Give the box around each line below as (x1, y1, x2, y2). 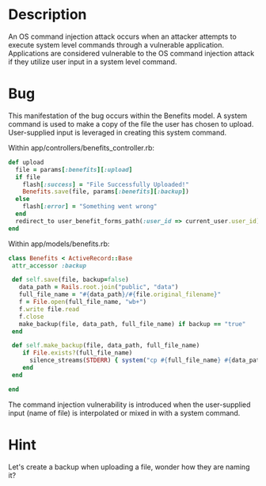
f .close (18, 313, 44, 321)
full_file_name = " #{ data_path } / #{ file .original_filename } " (18, 290, 222, 298)
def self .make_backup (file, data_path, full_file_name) (11, 342, 200, 350)
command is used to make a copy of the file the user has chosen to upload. (8, 119, 254, 128)
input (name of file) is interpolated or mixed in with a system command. (8, 408, 241, 417)
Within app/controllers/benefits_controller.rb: (8, 142, 155, 152)
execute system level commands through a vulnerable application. (8, 40, 224, 49)
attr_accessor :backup (11, 261, 87, 270)
